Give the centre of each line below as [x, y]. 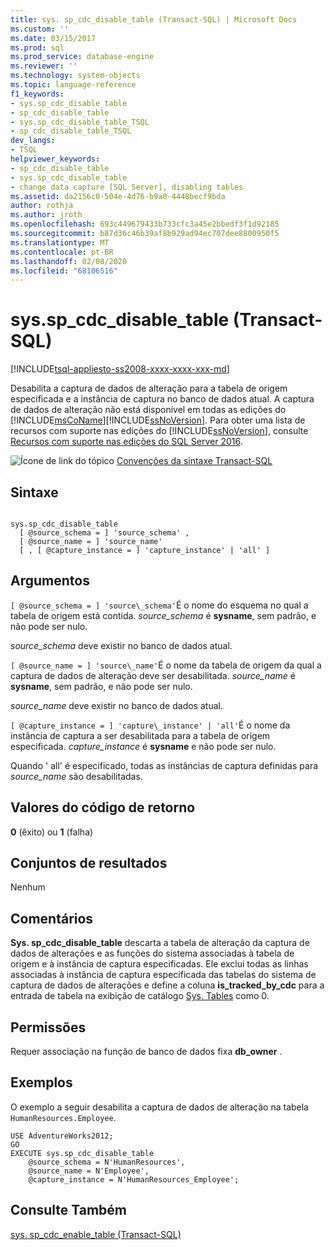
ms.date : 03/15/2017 [53, 38]
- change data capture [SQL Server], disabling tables [127, 187]
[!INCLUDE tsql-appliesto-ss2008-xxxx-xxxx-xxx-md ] [120, 369]
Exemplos [41, 1082]
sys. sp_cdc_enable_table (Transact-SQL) [96, 1234]
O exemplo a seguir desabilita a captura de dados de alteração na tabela [159, 1107]
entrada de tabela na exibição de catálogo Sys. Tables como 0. [140, 996]
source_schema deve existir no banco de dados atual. [121, 645]
